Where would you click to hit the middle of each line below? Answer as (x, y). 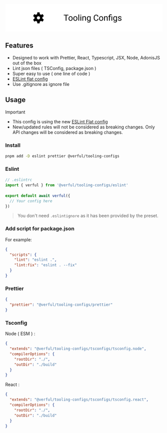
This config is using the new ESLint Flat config (60, 121)
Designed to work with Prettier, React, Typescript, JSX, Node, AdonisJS (86, 57)
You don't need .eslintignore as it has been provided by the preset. (88, 216)
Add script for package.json (40, 229)
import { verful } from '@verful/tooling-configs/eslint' (67, 185)
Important (15, 112)
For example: (19, 239)
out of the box (27, 63)
